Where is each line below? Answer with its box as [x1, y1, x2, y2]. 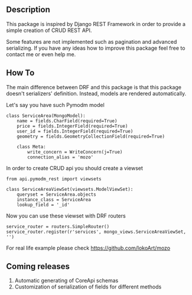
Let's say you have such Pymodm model [6, 101, 105, 108]
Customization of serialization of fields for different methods [14, 283, 162, 290]
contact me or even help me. [6, 50, 76, 58]
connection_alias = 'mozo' [27, 154, 94, 160]
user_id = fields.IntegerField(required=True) [17, 128, 134, 134]
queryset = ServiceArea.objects [17, 192, 96, 197]
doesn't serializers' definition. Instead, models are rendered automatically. [6, 90, 187, 97]
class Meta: [17, 144, 46, 150]
